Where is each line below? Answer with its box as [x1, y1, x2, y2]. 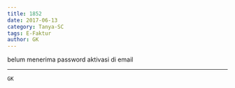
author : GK [7, 36, 39, 43]
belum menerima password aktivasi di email [7, 55, 134, 64]
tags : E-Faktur [7, 29, 52, 37]
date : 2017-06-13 [7, 17, 58, 24]
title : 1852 [7, 10, 42, 17]
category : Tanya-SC [7, 23, 64, 30]
